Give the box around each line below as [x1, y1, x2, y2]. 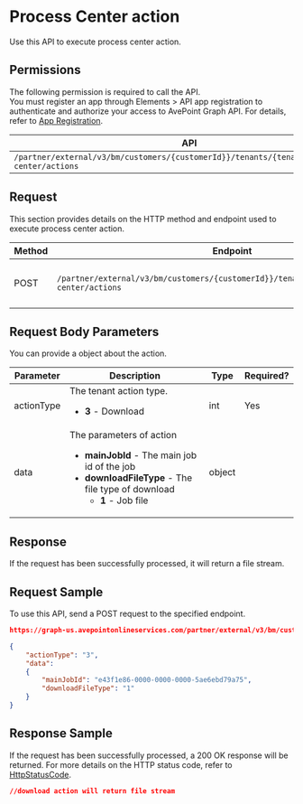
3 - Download [84, 405, 144, 417]
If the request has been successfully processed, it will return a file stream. [9, 558, 285, 569]
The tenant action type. [69, 385, 169, 397]
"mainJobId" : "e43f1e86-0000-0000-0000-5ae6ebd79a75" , [41, 676, 252, 685]
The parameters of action [69, 429, 178, 442]
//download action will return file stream [9, 786, 176, 796]
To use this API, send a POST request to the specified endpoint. [9, 608, 246, 619]
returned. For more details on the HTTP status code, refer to [9, 759, 233, 770]
